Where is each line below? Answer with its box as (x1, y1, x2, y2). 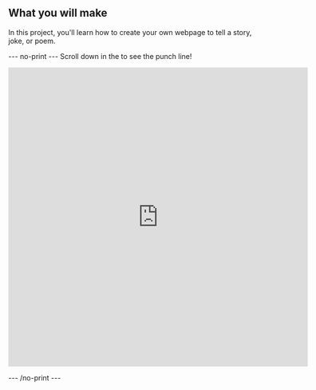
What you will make (8, 6, 108, 20)
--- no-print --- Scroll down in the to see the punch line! (8, 51, 192, 61)
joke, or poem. (8, 36, 56, 45)
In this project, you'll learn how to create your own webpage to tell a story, (8, 27, 252, 37)
